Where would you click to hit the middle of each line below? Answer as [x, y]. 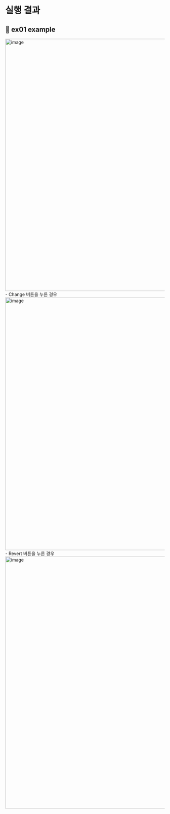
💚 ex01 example [30, 29]
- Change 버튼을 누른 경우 [31, 294]
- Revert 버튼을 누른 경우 [30, 553]
